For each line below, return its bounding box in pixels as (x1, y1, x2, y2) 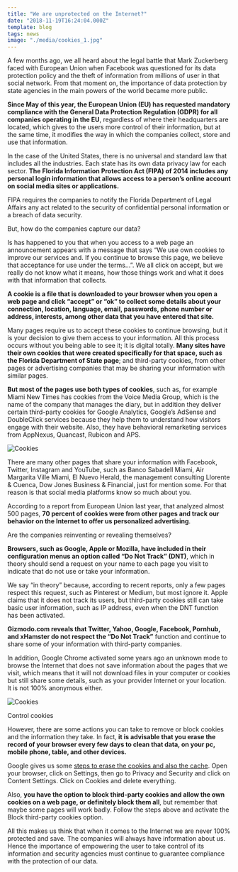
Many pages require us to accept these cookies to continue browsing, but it (7, 326, 228, 334)
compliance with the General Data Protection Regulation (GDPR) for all (7, 108, 218, 116)
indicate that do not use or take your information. (7, 567, 150, 576)
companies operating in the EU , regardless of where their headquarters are (7, 115, 229, 124)
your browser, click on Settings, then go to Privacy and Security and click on (7, 769, 230, 778)
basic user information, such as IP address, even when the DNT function (7, 604, 219, 612)
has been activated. (7, 611, 65, 620)
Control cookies (7, 712, 54, 720)
